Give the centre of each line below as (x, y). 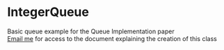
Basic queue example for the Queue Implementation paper (91, 31)
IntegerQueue (48, 12)
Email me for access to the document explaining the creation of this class (112, 38)
